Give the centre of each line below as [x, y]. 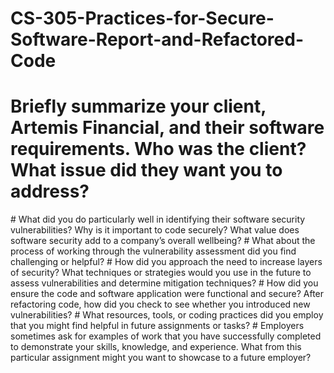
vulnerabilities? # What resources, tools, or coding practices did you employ [167, 315]
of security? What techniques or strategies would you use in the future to [161, 273]
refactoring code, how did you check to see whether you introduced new [160, 304]
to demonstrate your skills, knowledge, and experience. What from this [156, 347]
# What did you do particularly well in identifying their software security [158, 219]
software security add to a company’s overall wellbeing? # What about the [163, 241]
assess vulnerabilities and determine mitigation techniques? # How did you [164, 283]
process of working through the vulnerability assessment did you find [153, 251]
